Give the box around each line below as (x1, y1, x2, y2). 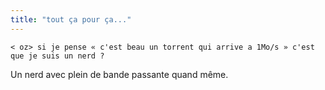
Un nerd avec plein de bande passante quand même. (10, 68, 229, 80)
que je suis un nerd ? (10, 51, 105, 61)
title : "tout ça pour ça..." (10, 14, 132, 25)
